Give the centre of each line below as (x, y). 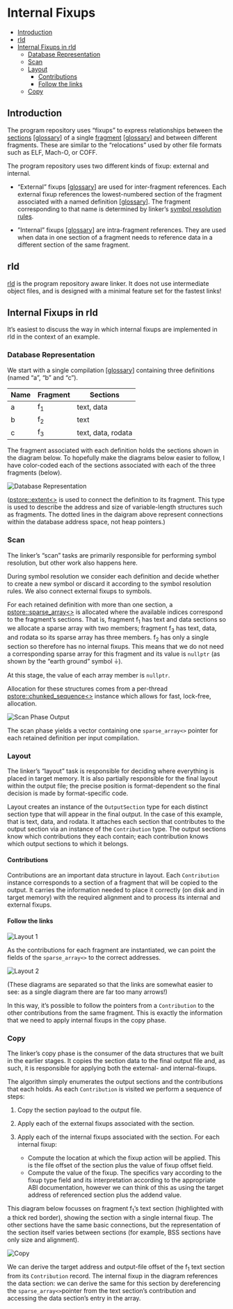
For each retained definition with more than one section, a (90, 604)
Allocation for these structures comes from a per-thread (88, 689)
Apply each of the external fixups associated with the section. (106, 1123)
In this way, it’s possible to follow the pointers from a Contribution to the (111, 1005)
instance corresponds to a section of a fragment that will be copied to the (112, 882)
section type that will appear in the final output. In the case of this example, (115, 814)
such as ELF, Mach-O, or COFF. (52, 152)
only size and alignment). (43, 1239)
